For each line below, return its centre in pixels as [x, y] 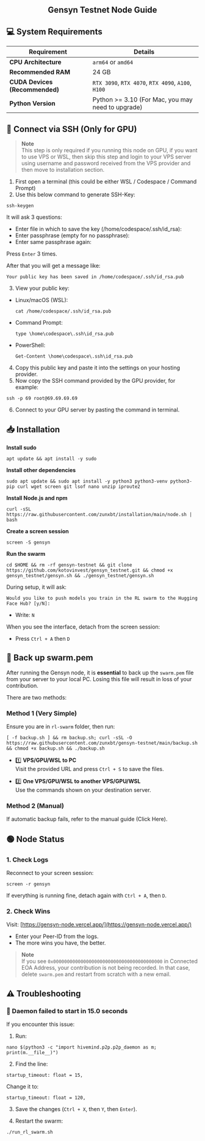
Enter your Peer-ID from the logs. [57, 936]
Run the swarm [26, 553]
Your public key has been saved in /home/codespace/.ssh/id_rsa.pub [95, 277]
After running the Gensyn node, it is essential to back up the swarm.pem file [100, 673]
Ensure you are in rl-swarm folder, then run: [61, 726]
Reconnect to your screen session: [50, 873]
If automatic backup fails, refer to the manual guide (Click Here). [87, 819]
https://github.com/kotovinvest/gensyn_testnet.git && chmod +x [90, 570]
